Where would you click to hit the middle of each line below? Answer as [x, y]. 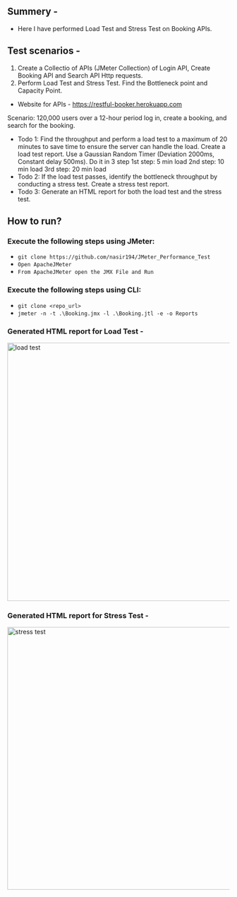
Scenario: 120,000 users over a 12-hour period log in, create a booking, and [117, 118]
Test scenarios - [44, 51]
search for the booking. [41, 125]
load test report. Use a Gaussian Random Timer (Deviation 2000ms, [116, 154]
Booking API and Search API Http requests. [80, 75]
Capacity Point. [40, 90]
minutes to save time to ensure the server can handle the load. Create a [121, 146]
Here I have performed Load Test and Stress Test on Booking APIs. [115, 28]
